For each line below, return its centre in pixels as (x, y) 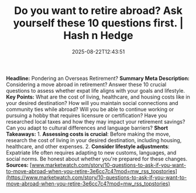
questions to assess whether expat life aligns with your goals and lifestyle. (96, 90)
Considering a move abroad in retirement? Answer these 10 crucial (86, 84)
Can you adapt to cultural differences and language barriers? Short (87, 128)
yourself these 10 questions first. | (98, 23)
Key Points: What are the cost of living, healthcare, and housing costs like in (98, 97)
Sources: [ (19, 165)
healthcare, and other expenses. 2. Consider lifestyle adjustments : (88, 146)
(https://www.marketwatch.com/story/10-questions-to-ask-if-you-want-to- (97, 177)
